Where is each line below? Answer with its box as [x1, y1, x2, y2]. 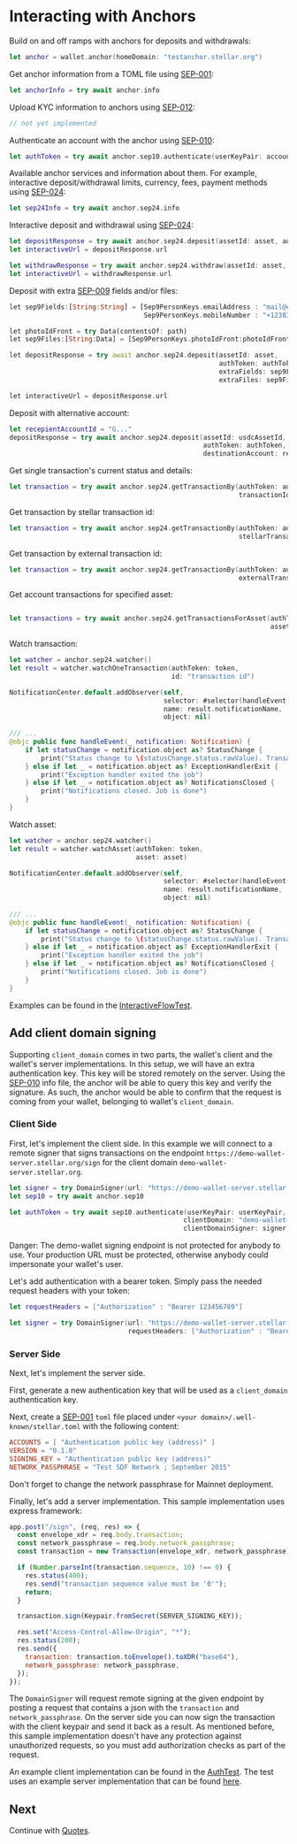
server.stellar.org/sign [9, 1158, 101, 1167]
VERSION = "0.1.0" [9, 1446, 77, 1455]
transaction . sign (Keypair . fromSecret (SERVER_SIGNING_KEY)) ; [17, 1612, 243, 1621]
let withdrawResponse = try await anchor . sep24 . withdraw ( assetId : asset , [9, 261, 287, 271]
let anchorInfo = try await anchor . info [9, 86, 161, 95]
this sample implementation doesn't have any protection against [9, 1731, 242, 1741]
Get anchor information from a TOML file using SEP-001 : [9, 68, 215, 79]
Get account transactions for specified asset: [9, 589, 174, 600]
